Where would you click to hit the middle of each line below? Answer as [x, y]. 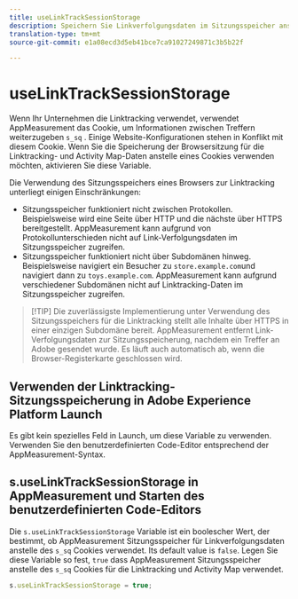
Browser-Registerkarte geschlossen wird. [107, 359]
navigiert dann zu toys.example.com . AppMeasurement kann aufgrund [149, 275]
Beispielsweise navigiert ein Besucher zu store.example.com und [138, 266]
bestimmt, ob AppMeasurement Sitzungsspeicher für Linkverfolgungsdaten [147, 540]
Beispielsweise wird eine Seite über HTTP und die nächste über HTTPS [152, 219]
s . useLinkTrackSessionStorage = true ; [81, 585]
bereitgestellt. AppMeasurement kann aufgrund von [116, 228]
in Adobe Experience [192, 400]
